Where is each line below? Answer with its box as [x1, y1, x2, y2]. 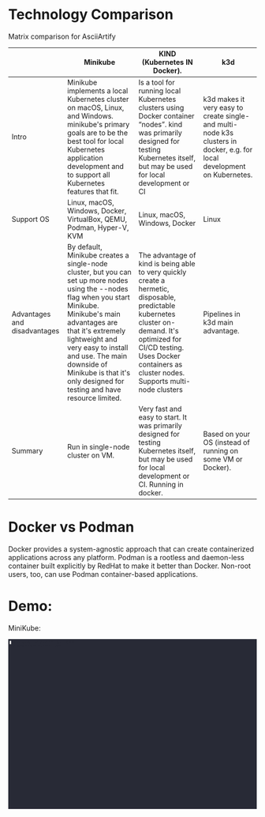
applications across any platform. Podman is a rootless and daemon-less [8, 552, 244, 562]
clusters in [203, 136, 237, 145]
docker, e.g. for [203, 145, 253, 154]
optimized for [138, 334, 182, 344]
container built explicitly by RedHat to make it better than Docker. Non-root [8, 561, 251, 570]
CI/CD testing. [138, 343, 185, 352]
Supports [138, 377, 169, 386]
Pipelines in [203, 310, 241, 319]
